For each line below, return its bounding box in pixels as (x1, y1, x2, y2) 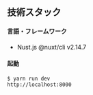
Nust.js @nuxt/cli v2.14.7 (16, 43, 87, 51)
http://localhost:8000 (7, 81, 72, 88)
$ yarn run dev (7, 75, 51, 82)
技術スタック (7, 6, 62, 19)
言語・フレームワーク (7, 27, 67, 35)
